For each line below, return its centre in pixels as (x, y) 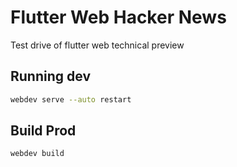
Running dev (50, 76)
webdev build (37, 154)
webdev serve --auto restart (71, 99)
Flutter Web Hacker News (118, 17)
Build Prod (43, 131)
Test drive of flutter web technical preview (97, 45)
